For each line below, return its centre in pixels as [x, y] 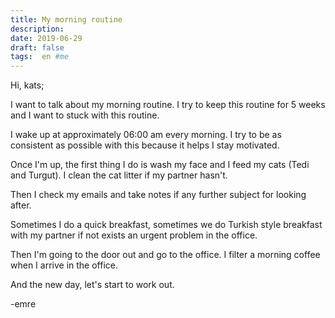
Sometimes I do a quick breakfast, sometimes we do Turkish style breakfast [166, 225]
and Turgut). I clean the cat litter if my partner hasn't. [119, 175]
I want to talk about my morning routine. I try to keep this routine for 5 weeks [168, 105]
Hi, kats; [27, 85]
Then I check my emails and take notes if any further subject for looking [158, 195]
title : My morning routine [66, 19]
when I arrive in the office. [64, 265]
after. [21, 205]
